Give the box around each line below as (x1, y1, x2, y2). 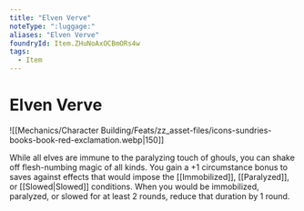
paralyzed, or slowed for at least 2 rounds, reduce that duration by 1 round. (9, 190, 290, 201)
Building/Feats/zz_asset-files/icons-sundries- (100, 125, 272, 136)
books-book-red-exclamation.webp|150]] (9, 134, 165, 146)
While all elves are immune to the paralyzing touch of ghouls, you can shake (9, 152, 296, 163)
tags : (9, 47, 30, 56)
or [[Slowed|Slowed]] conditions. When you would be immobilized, (9, 181, 259, 192)
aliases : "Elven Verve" (9, 30, 100, 39)
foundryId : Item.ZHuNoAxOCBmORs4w (9, 38, 141, 48)
